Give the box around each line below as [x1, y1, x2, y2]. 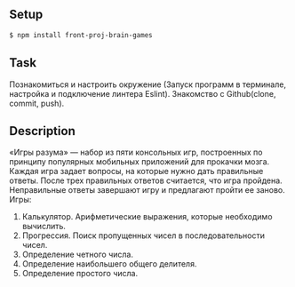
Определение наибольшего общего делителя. [21, 259, 197, 269]
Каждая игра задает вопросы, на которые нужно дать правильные [9, 166, 264, 177]
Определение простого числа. [21, 268, 139, 279]
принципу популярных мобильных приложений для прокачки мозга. [9, 156, 270, 167]
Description [9, 124, 76, 139]
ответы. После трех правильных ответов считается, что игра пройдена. [9, 175, 283, 186]
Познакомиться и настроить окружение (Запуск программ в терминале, [9, 79, 287, 90]
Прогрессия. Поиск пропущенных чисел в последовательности [21, 230, 265, 241]
